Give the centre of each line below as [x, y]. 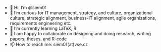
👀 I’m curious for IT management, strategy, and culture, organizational [81, 13]
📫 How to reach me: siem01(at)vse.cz [49, 44]
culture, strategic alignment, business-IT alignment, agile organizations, [83, 18]
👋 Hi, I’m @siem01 [28, 8]
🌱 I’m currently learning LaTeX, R [43, 28]
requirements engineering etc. [41, 23]
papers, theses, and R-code [38, 39]
